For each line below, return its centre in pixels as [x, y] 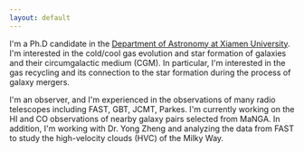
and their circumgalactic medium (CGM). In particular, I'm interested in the [147, 62]
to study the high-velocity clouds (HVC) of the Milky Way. [117, 138]
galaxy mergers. [40, 81]
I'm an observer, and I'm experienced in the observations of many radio [142, 100]
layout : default [40, 18]
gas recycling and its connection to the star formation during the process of [150, 72]
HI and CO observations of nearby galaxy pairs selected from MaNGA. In [145, 119]
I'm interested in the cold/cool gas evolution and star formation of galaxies [148, 53]
